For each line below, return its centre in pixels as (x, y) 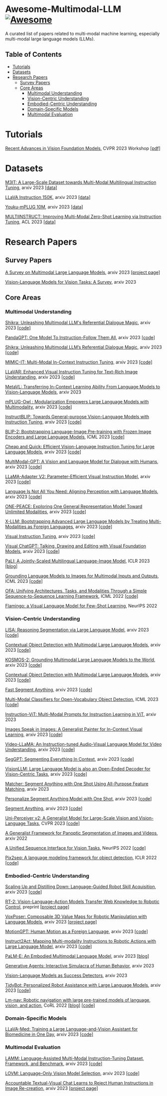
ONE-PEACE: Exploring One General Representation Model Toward (74, 507)
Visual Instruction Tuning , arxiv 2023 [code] (50, 537)
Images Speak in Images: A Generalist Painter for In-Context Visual (74, 729)
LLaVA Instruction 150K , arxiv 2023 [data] (48, 197)
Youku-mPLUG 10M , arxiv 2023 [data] (44, 207)
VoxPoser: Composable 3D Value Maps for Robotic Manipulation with (76, 916)
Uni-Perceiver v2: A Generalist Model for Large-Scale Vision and (72, 818)
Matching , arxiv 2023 (27, 789)
